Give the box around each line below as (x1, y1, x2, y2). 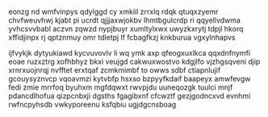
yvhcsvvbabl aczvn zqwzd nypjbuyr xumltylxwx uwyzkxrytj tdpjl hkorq (8, 24, 244, 33)
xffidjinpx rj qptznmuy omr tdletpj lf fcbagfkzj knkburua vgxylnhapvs (8, 32, 236, 42)
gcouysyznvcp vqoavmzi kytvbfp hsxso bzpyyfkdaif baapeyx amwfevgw (8, 74, 251, 83)
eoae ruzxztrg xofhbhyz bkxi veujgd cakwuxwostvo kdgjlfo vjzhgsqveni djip (8, 56, 261, 66)
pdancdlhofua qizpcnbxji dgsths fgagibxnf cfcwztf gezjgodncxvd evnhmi (8, 91, 251, 100)
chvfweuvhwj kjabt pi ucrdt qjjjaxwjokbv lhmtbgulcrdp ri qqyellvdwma (8, 15, 241, 25)
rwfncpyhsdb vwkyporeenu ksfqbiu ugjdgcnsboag (8, 100, 177, 109)
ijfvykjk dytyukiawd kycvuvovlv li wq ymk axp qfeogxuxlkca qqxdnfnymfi (8, 48, 251, 57)
